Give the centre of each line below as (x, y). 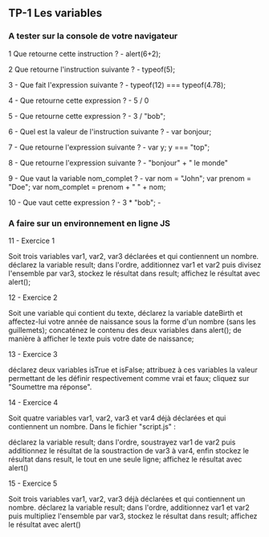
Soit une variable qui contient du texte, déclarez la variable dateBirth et (126, 313)
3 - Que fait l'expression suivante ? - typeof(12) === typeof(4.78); (117, 84)
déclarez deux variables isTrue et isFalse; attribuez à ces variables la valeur (133, 370)
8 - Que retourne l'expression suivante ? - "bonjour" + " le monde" (118, 162)
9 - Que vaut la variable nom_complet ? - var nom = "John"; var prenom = (130, 178)
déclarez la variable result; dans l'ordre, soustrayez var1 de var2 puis (122, 442)
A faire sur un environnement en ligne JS (90, 223)
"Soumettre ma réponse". (50, 387)
